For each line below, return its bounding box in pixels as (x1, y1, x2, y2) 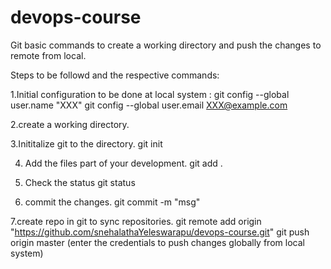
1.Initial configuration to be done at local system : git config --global (10, 88, 290, 100)
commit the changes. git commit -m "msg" (24, 196, 201, 208)
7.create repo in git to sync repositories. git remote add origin (10, 215, 262, 227)
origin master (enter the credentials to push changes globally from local (10, 236, 305, 248)
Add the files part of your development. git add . (24, 157, 223, 169)
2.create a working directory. (10, 118, 130, 130)
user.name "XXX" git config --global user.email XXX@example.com (10, 99, 288, 111)
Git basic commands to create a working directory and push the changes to (10, 39, 322, 51)
